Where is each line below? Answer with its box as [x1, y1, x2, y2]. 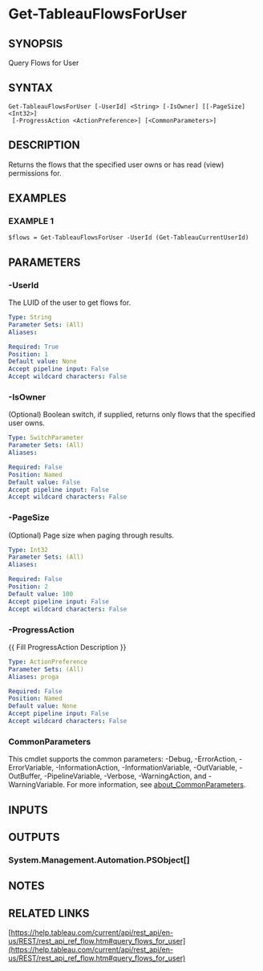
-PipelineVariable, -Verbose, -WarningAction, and [43, 771, 207, 781]
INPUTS [8, 803, 48, 817]
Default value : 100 [8, 590, 74, 598]
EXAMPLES [8, 192, 67, 205]
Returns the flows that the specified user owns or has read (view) [8, 160, 225, 169]
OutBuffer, [8, 771, 42, 781]
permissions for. [8, 168, 62, 177]
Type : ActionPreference [8, 657, 88, 666]
